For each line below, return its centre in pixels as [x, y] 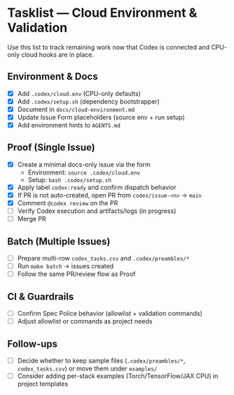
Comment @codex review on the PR [68, 203]
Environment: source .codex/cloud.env [84, 172]
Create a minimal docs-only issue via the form [84, 164]
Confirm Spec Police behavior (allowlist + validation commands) [110, 314]
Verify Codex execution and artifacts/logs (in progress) [97, 211]
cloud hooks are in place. [57, 55]
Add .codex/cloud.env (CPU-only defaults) [79, 93]
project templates [43, 384]
